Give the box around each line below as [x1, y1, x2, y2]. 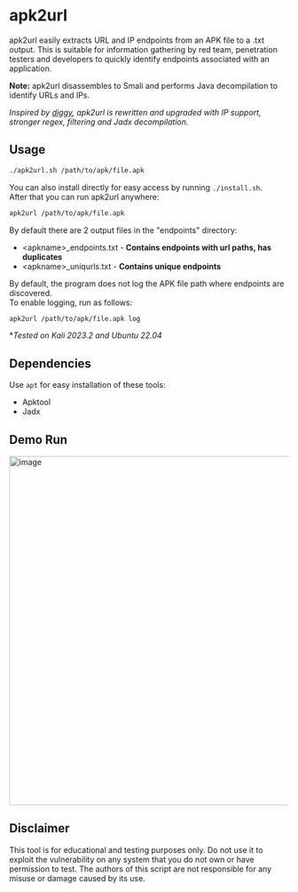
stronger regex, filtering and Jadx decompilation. [9, 117, 189, 127]
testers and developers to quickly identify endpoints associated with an [9, 53, 271, 64]
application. [9, 63, 52, 74]
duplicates [21, 251, 63, 262]
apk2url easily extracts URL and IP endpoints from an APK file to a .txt [9, 35, 264, 45]
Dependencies [9, 356, 91, 371]
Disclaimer [9, 821, 70, 836]
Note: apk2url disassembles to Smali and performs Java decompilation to [9, 80, 278, 91]
